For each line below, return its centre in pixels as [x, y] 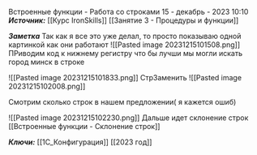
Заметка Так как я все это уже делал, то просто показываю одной [125, 36]
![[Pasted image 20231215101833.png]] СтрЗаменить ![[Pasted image [125, 77]
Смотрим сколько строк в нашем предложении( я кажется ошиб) [122, 102]
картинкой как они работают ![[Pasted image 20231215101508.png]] [124, 45]
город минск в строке [47, 62]
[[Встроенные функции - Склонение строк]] [84, 126]
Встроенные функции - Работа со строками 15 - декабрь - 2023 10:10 [128, 12]
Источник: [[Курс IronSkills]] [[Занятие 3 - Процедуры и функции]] [124, 20]
